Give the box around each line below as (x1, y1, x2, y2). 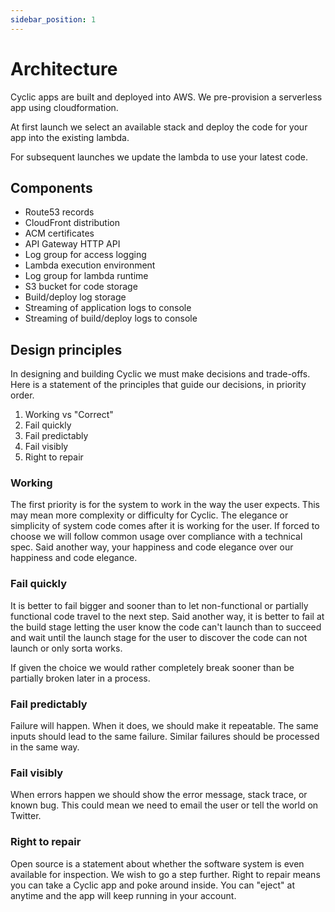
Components (10, 179, 93, 196)
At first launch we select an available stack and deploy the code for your (10, 121, 308, 133)
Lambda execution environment (24, 259, 156, 271)
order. (10, 389, 35, 401)
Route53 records (24, 206, 95, 218)
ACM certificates (24, 227, 95, 240)
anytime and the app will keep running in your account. (10, 889, 237, 901)
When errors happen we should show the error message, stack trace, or (10, 789, 308, 801)
